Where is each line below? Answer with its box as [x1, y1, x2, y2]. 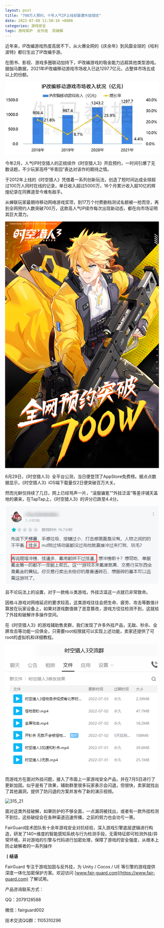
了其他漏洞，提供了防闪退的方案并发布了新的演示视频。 [5, 788, 116, 794]
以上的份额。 [5, 72, 31, 78]
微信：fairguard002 [5, 907, 44, 913]
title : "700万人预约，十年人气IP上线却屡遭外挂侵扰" [5, 13, 102, 18]
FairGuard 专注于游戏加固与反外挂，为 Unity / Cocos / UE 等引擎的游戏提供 [5, 864, 156, 870]
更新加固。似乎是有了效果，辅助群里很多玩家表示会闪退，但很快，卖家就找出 [5, 783, 159, 788]
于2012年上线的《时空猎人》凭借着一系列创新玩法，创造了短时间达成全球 [5, 176, 152, 183]
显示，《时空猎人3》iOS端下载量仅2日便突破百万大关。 [9, 479, 118, 485]
